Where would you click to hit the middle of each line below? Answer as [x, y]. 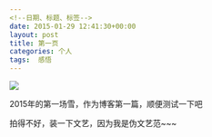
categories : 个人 [41, 52]
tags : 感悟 [30, 60]
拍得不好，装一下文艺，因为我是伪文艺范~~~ [93, 123]
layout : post [34, 34]
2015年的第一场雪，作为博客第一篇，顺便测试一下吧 [106, 104]
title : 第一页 [34, 43]
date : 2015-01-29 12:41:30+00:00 [73, 26]
